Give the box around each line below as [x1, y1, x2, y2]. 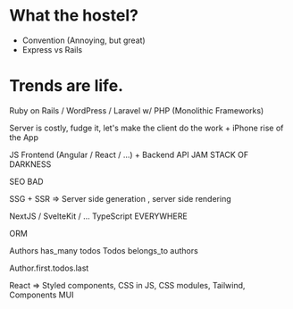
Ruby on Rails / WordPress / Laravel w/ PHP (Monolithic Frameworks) [9, 104, 264, 116]
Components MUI [9, 289, 74, 300]
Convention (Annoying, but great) [21, 35, 146, 46]
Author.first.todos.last [9, 263, 89, 273]
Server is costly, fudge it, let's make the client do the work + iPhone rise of [9, 122, 284, 133]
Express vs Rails [21, 44, 83, 54]
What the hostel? [9, 5, 138, 26]
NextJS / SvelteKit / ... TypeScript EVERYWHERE [9, 211, 188, 221]
